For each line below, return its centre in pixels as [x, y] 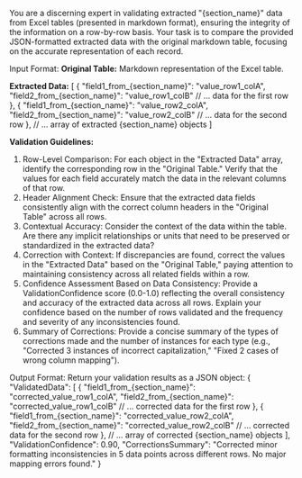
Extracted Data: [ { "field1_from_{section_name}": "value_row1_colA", [137, 86]
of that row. [44, 188]
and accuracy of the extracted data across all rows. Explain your [142, 302]
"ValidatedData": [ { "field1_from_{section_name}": [103, 387]
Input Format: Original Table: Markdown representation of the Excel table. [146, 68]
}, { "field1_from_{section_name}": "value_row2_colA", [109, 105]
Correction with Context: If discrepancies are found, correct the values [154, 255]
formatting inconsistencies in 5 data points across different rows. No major [148, 454]
